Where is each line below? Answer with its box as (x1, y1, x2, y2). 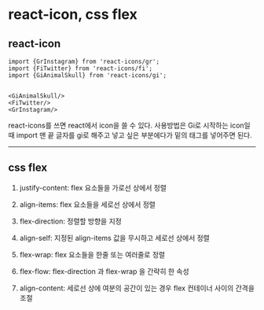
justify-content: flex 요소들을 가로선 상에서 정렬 (19, 183, 167, 192)
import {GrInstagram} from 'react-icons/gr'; (8, 57, 159, 65)
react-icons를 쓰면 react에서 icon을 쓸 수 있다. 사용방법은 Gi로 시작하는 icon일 (8, 120, 251, 130)
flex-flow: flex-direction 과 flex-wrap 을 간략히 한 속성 (19, 266, 190, 276)
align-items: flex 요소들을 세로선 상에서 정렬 (19, 199, 156, 209)
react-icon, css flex (8, 6, 137, 24)
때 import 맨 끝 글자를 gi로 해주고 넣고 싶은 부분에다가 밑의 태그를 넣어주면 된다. (8, 131, 253, 139)
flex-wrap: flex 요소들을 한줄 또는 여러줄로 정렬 (19, 249, 166, 259)
